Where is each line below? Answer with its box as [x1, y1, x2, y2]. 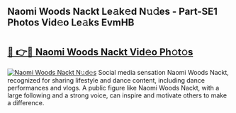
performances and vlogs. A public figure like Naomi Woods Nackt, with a [7, 84, 220, 92]
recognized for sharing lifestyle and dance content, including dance [7, 76, 206, 84]
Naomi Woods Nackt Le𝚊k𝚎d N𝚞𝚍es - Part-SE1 [7, 6, 218, 18]
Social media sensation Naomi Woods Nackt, [98, 69, 229, 76]
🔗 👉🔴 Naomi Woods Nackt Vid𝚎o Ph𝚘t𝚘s [7, 46, 193, 58]
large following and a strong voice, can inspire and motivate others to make [7, 91, 227, 100]
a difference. [7, 99, 45, 107]
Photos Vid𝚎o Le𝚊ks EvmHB [7, 17, 135, 29]
